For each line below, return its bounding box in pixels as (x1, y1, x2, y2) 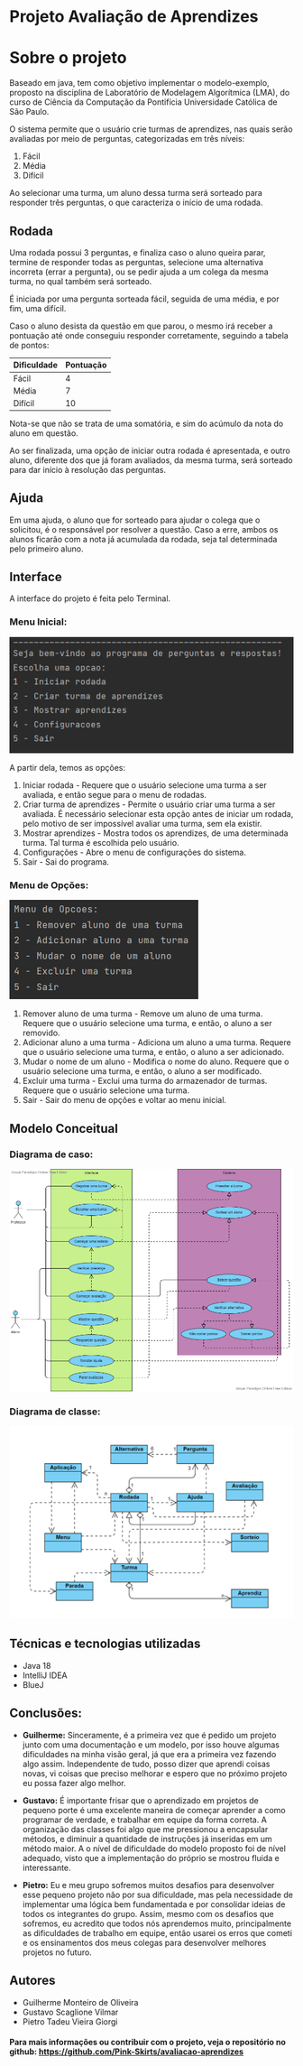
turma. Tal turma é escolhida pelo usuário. (22, 838, 179, 848)
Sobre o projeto (9, 48, 127, 69)
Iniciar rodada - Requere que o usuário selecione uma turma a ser (22, 780, 268, 791)
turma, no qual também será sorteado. (9, 275, 152, 286)
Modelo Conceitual (9, 1121, 119, 1136)
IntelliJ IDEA (22, 1670, 68, 1681)
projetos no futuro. (22, 1947, 92, 1958)
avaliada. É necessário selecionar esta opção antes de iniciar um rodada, (22, 809, 294, 820)
